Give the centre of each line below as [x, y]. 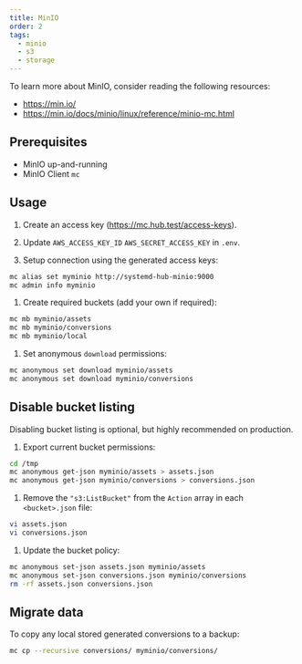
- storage [36, 60]
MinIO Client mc [51, 173]
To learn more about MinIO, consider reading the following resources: [140, 86]
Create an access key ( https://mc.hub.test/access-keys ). [130, 224]
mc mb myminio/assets [51, 319]
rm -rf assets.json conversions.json [81, 584]
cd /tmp [24, 463]
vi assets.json [38, 524]
